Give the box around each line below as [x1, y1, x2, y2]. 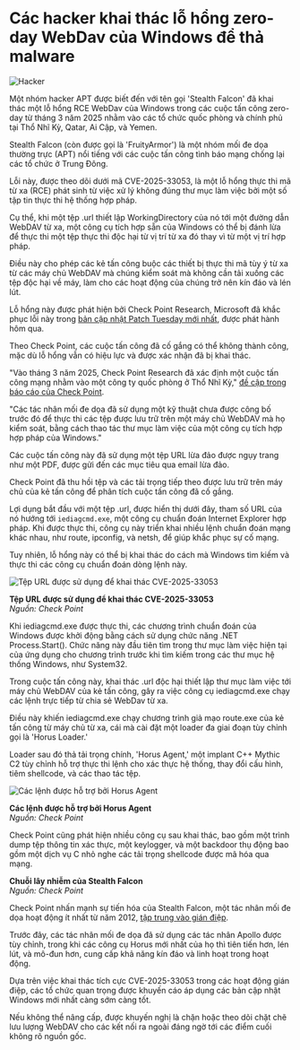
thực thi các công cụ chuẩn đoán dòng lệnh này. [9, 559, 188, 569]
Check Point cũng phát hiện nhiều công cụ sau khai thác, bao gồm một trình [9, 829, 290, 840]
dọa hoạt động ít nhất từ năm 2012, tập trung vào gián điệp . [9, 912, 228, 923]
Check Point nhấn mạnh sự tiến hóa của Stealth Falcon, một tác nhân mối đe [9, 902, 291, 913]
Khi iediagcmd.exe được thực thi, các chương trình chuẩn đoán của [9, 620, 257, 631]
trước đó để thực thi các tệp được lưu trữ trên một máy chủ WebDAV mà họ [9, 412, 286, 424]
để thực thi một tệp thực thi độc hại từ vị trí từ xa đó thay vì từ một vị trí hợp [9, 230, 287, 241]
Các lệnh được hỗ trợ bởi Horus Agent [9, 803, 152, 813]
